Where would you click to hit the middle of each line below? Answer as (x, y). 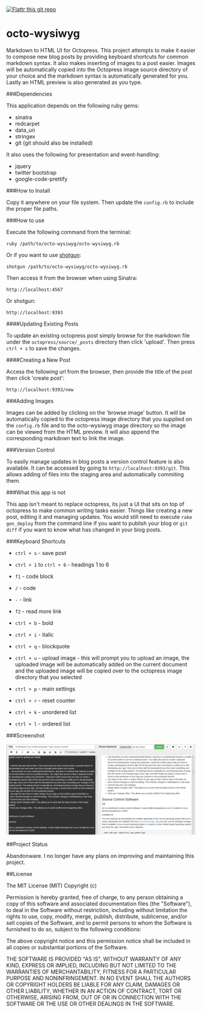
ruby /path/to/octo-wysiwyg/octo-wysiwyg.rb (63, 244)
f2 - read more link (38, 611)
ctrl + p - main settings (45, 689)
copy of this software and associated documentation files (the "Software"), (99, 904)
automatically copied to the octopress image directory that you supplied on (99, 419)
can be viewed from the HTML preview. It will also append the (83, 432)
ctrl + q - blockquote (42, 646)
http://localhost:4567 (35, 290)
